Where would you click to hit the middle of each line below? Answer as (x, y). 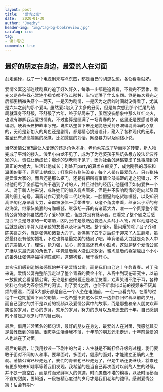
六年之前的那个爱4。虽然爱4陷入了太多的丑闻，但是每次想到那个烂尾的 (80, 108)
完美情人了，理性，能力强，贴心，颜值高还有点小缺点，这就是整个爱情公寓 (83, 245)
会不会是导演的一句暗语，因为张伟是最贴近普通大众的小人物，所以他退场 (81, 220)
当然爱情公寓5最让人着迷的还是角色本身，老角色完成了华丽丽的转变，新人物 (81, 148)
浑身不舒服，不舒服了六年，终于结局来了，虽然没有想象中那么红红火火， (86, 113)
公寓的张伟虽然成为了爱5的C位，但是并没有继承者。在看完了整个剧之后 (80, 215)
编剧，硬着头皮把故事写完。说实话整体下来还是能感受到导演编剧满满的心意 (79, 125)
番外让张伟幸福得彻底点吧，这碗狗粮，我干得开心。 (60, 257)
